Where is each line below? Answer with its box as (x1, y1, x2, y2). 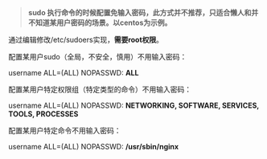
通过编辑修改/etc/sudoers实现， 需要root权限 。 (8, 35, 163, 44)
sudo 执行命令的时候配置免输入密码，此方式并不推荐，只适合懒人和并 (27, 8, 259, 17)
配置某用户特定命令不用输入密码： (8, 126, 121, 135)
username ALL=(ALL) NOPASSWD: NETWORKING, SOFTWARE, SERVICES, (8, 100, 260, 110)
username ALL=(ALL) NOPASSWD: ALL (8, 68, 139, 77)
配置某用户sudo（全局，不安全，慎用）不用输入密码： (8, 52, 187, 61)
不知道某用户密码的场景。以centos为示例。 (27, 18, 172, 27)
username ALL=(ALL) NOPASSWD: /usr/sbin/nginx (8, 142, 179, 151)
